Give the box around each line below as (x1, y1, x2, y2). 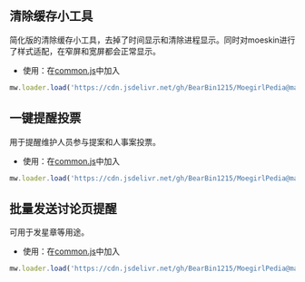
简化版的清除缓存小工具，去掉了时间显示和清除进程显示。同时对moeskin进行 (9, 34, 296, 45)
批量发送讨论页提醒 (9, 200, 117, 216)
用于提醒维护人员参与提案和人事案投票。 (9, 136, 161, 147)
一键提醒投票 (9, 111, 82, 126)
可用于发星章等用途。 (9, 227, 89, 238)
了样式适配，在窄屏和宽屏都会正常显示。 (9, 45, 161, 56)
